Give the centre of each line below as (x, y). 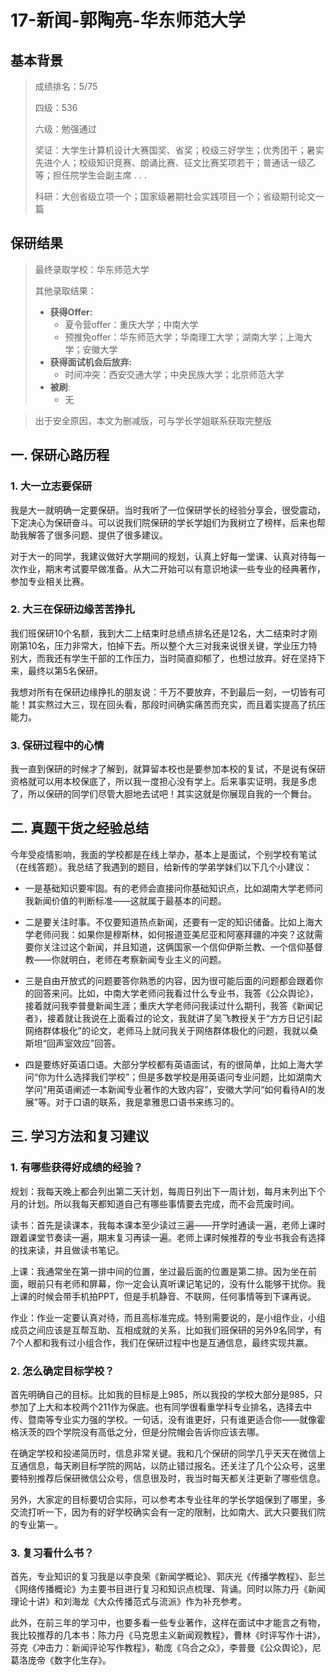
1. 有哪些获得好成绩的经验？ (77, 1168)
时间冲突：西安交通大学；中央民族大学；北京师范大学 (174, 374)
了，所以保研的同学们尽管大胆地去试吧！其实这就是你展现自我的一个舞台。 (163, 794)
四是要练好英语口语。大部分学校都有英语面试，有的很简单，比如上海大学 (173, 1064)
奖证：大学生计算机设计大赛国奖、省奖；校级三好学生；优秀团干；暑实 (179, 150)
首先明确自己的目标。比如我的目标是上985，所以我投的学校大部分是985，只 (166, 1394)
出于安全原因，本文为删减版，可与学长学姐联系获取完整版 (153, 420)
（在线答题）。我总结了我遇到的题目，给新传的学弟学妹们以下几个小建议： (161, 867)
